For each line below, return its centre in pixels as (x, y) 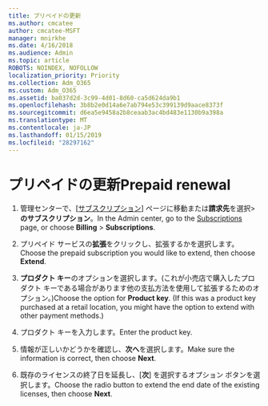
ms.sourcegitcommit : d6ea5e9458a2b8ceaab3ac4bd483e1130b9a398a (116, 113)
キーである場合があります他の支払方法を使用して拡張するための (148, 288)
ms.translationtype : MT (48, 120)
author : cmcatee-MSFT (44, 30)
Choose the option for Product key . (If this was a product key (155, 298)
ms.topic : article (39, 61)
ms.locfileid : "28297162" (51, 142)
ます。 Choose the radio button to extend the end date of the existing (147, 385)
